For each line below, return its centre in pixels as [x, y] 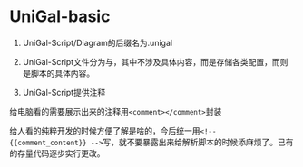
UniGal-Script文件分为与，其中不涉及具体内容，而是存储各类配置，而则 [155, 61]
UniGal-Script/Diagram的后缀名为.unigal [98, 42]
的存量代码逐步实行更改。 [57, 153]
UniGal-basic [60, 17]
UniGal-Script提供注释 [64, 92]
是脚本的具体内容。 [59, 73]
